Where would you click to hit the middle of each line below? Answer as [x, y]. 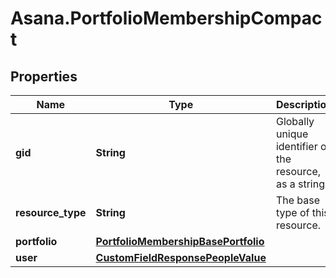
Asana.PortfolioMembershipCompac [166, 18]
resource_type [51, 212]
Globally [295, 121]
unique [292, 134]
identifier [296, 146]
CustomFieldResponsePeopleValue [181, 257]
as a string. [301, 184]
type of [292, 212]
